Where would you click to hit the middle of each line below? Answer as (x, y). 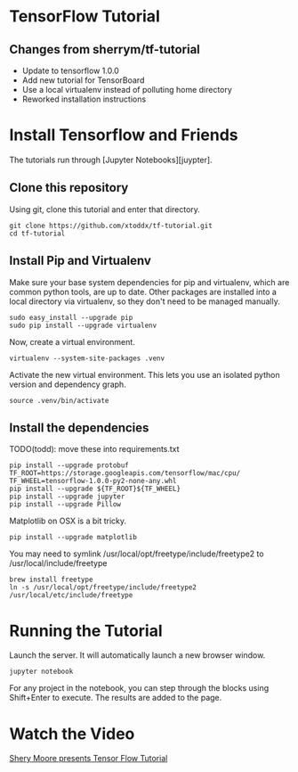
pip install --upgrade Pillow (65, 505)
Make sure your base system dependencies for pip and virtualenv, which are (149, 282)
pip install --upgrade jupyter (67, 497)
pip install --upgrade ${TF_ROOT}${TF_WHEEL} (95, 489)
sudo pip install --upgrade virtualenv (83, 325)
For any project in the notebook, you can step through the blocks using (139, 688)
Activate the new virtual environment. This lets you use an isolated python (145, 374)
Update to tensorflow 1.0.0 (71, 70)
